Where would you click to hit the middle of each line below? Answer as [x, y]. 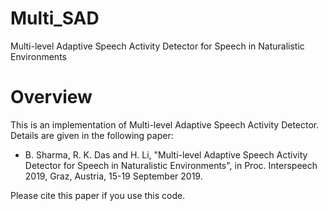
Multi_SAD [55, 18]
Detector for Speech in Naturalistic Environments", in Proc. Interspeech [171, 165]
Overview [51, 97]
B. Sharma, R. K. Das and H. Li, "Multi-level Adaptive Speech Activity [166, 154]
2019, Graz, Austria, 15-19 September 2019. [113, 176]
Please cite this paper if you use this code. [98, 195]
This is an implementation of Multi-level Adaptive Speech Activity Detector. [165, 124]
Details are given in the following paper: [92, 135]
